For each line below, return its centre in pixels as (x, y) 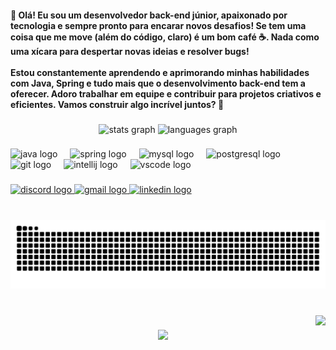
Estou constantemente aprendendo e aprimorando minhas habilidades (160, 72)
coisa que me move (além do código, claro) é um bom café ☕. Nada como (165, 37)
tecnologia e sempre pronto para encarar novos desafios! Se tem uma (158, 25)
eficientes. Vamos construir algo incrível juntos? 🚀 (117, 104)
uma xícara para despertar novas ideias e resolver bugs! (130, 51)
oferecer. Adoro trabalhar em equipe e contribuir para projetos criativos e (166, 93)
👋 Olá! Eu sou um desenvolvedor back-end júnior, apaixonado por (149, 15)
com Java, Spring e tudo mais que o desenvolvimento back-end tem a (158, 83)
